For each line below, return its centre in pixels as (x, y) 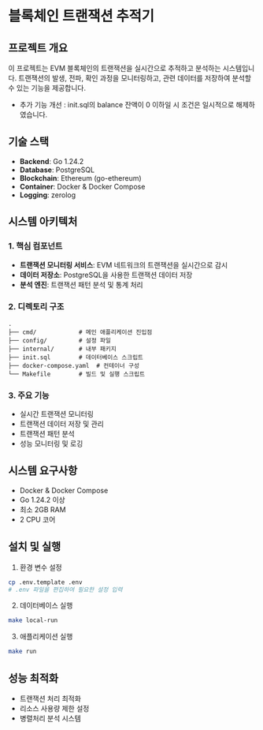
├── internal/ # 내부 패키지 (62, 349)
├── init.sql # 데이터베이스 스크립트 (76, 357)
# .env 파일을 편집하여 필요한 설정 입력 (65, 590)
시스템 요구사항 (43, 471)
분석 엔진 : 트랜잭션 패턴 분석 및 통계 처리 (81, 284)
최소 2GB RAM (43, 509)
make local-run (33, 620)
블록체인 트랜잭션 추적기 (81, 16)
